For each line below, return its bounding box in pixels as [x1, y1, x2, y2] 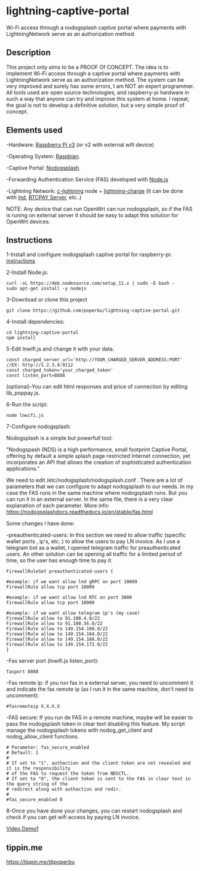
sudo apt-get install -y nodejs [6, 285, 87, 292]
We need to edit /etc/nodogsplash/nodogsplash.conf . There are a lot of [6, 476, 183, 484]
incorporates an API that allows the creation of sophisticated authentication [6, 458, 192, 466]
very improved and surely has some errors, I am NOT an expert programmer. [6, 82, 195, 90]
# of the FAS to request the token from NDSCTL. [6, 771, 130, 777]
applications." [6, 465, 40, 472]
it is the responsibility [6, 765, 70, 771]
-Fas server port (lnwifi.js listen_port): [6, 657, 99, 664]
